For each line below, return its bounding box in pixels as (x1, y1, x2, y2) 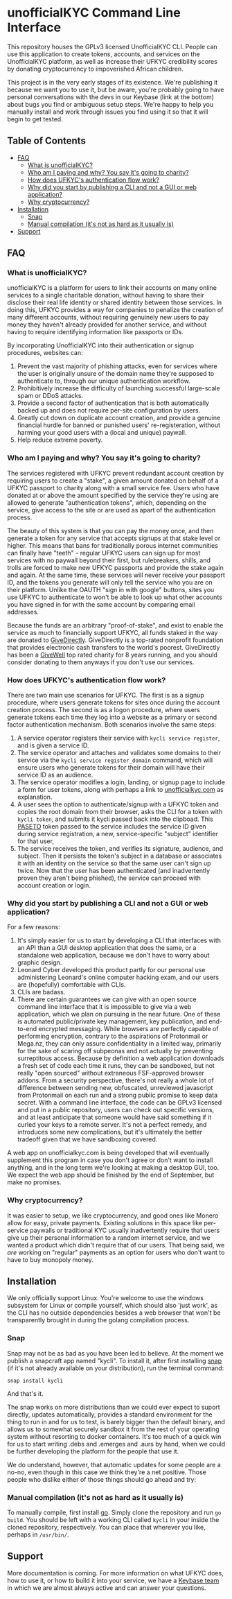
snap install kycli (7, 1377, 64, 1384)
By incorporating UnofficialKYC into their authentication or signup (7, 341, 195, 349)
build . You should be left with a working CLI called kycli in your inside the (7, 1516, 220, 1524)
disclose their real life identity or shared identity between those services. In (7, 298, 222, 306)
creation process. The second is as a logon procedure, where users (7, 706, 201, 714)
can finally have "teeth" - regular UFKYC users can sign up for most (7, 548, 201, 557)
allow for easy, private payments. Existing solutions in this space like (7, 1218, 203, 1227)
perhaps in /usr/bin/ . (7, 1530, 69, 1539)
